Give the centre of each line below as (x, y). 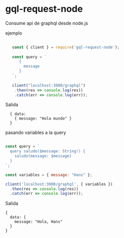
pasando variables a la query (36, 133)
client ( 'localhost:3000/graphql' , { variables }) (59, 184)
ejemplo (14, 33)
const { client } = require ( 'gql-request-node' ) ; (66, 47)
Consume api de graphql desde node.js (47, 23)
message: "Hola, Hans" (39, 222)
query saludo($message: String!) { (48, 151)
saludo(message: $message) (43, 156)
